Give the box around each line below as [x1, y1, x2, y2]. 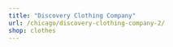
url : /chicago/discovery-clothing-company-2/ [8, 19, 165, 27]
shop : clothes [8, 26, 57, 34]
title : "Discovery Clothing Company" [8, 11, 136, 20]
